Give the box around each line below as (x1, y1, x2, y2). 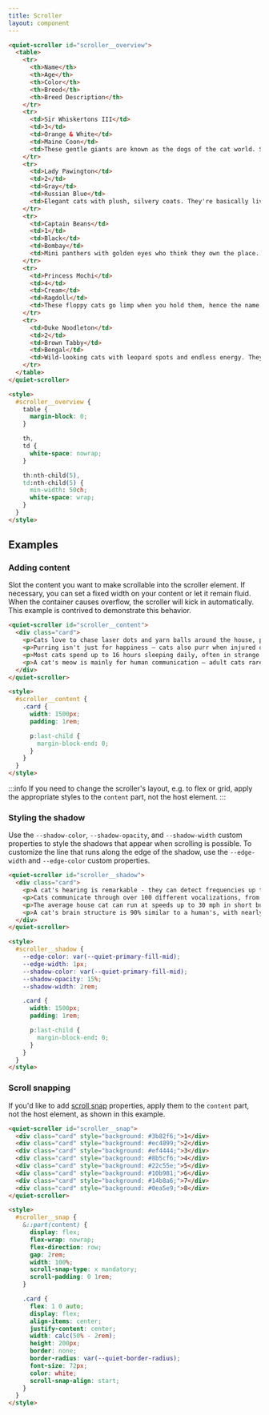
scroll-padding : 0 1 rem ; (29, 1273, 113, 1281)
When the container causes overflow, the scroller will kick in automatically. (8, 597, 255, 607)
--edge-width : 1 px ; (22, 960, 88, 968)
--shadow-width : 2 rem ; (22, 982, 98, 991)
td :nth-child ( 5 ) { (22, 479, 84, 487)
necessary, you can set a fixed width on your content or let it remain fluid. (8, 589, 251, 599)
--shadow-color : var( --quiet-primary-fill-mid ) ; (22, 968, 188, 976)
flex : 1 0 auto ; (29, 1302, 84, 1310)
